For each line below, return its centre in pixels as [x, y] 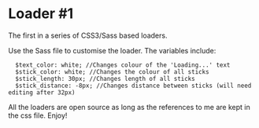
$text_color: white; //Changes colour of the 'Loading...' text [123, 65]
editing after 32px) [42, 92]
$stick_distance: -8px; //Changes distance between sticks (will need [133, 86]
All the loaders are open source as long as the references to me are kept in [129, 107]
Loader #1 [41, 14]
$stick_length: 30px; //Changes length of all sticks [105, 79]
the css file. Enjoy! [38, 115]
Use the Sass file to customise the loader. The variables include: [112, 50]
